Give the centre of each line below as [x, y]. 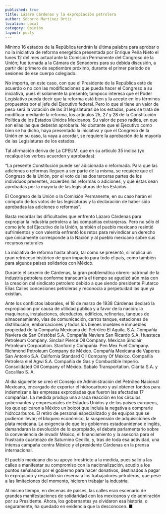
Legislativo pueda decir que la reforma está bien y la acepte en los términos [83, 99]
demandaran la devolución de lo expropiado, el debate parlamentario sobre [82, 429]
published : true [22, 10]
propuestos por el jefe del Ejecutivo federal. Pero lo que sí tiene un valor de [82, 104]
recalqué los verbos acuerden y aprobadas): [50, 156]
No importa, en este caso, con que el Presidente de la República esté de [79, 83]
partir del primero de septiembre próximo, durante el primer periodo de [78, 68]
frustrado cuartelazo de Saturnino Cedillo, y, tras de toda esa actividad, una [82, 440]
